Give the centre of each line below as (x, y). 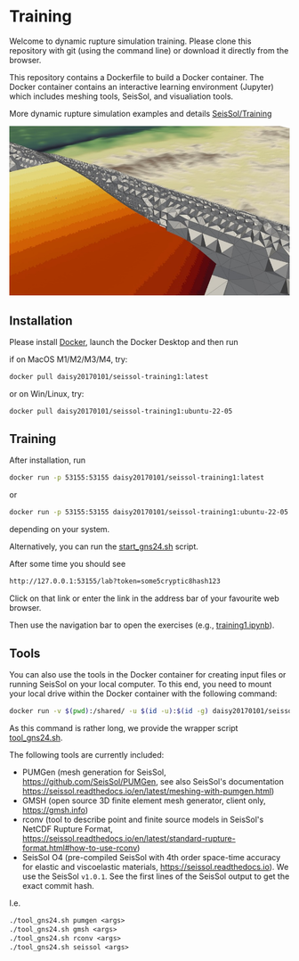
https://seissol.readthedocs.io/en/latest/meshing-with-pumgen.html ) (148, 791)
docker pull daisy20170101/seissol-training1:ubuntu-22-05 (121, 411)
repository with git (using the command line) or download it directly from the (149, 50)
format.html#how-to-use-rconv (80, 848)
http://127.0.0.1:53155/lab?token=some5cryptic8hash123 (115, 581)
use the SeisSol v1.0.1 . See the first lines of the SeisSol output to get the (156, 876)
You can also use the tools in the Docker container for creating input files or (148, 674)
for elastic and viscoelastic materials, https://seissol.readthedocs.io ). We (155, 867)
